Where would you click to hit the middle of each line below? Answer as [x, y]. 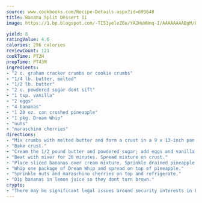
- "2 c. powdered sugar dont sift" [51, 90]
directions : [21, 135]
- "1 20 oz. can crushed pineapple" [52, 112]
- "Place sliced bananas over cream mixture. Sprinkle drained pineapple [101, 163]
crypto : [16, 185]
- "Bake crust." [26, 146]
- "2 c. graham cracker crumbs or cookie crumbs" [70, 73]
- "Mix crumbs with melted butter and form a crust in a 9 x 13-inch [95, 140]
